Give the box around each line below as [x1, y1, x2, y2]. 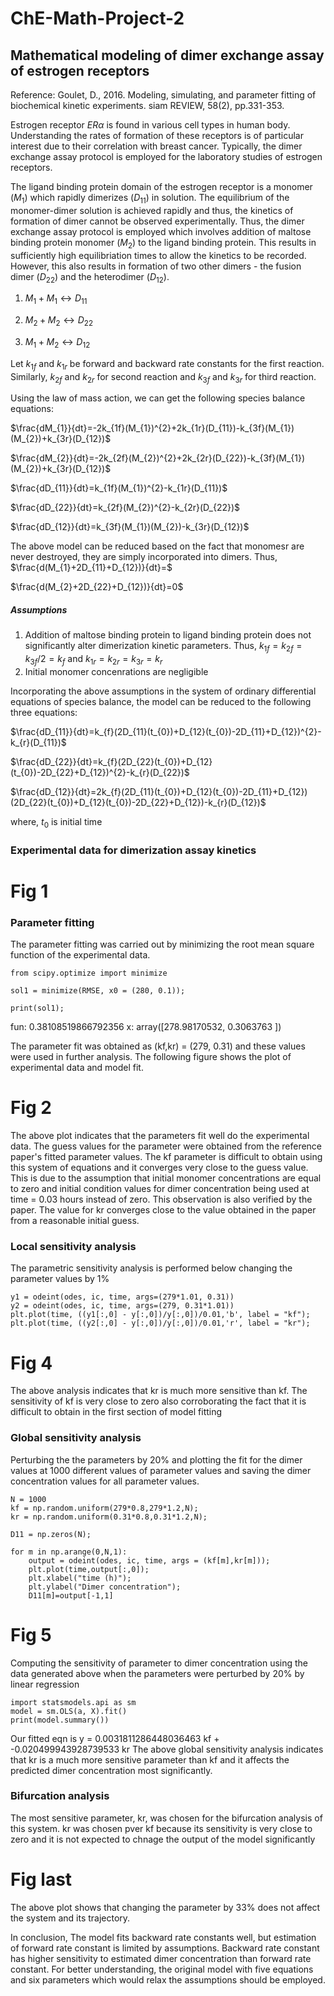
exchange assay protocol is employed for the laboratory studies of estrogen [10, 151, 323, 162]
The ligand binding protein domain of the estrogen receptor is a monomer [10, 181, 313, 192]
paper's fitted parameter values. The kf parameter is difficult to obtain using [10, 1151, 323, 1163]
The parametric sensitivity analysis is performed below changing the [10, 1262, 293, 1274]
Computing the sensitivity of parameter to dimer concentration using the [10, 1657, 309, 1669]
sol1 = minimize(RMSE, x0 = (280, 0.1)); [10, 986, 186, 996]
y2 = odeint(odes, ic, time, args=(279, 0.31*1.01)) [10, 1301, 235, 1311]
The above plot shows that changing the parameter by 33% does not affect [10, 1901, 321, 1913]
